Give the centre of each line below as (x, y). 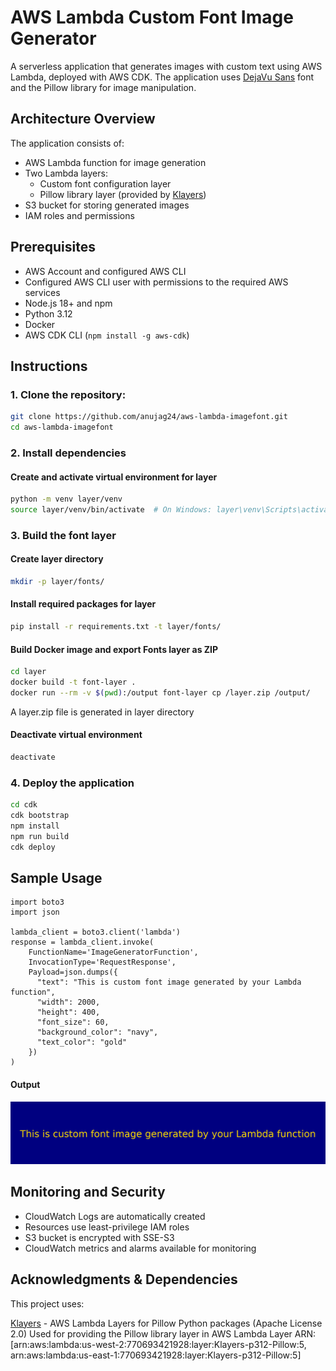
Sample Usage (56, 877)
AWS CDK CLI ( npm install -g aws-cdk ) (107, 335)
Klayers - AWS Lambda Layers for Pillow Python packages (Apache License (166, 1323)
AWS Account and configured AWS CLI (105, 271)
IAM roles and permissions (79, 215)
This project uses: (47, 1303)
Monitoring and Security (88, 1192)
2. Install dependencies (68, 453)
